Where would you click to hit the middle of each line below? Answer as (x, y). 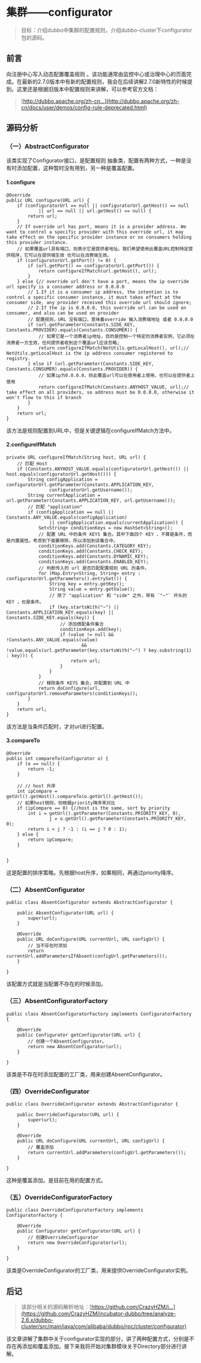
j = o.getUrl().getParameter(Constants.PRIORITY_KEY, (118, 819)
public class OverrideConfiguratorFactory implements (75, 1210)
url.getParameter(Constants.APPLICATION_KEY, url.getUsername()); (91, 500)
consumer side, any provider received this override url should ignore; (99, 302)
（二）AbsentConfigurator (46, 889)
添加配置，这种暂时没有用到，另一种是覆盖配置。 (77, 168)
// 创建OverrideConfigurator (63, 1238)
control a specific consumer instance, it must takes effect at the (94, 297)
